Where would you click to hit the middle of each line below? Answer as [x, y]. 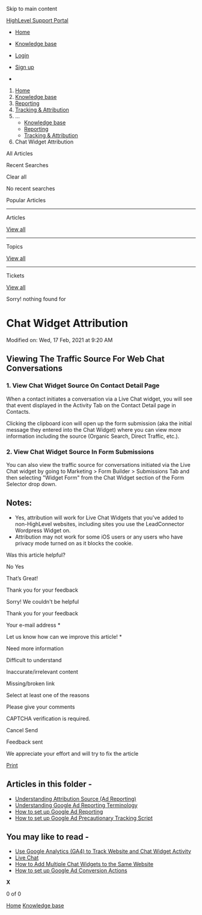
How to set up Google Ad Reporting [59, 811]
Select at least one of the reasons [48, 695]
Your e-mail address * [33, 625]
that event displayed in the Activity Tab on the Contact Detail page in [91, 405]
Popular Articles [26, 200]
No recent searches [31, 188]
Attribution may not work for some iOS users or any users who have [99, 537]
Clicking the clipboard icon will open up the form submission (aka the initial [99, 423]
